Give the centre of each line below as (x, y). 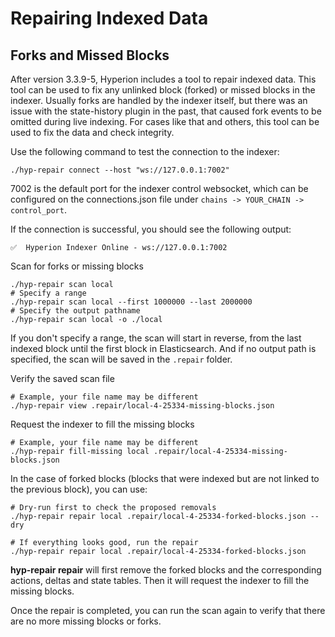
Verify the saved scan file (62, 378)
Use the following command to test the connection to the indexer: (145, 151)
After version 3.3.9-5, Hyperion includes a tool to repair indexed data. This (163, 79)
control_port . (38, 210)
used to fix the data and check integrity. (92, 132)
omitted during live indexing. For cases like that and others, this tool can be (165, 121)
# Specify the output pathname (75, 311)
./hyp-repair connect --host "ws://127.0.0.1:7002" (120, 170)
